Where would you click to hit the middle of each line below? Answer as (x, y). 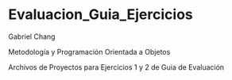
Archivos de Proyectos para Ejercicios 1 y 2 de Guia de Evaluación (116, 67)
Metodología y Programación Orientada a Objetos (89, 51)
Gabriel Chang (32, 36)
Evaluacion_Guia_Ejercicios (101, 15)
